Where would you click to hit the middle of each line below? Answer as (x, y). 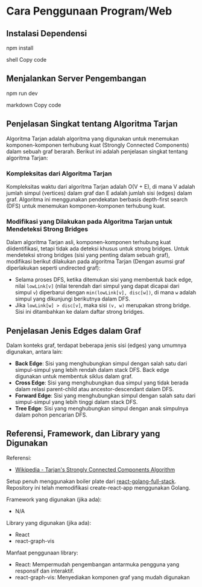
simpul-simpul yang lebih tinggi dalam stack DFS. (76, 402)
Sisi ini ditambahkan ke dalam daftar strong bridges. (80, 312)
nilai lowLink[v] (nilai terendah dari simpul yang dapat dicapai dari (97, 286)
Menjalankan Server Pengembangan (76, 79)
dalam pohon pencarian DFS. (51, 415)
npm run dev (22, 93)
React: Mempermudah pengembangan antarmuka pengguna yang (97, 564)
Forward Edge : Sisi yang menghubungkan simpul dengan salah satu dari (105, 396)
